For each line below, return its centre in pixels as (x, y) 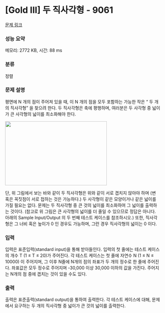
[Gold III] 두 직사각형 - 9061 (59, 10)
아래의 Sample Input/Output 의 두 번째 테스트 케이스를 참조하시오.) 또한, (75, 217)
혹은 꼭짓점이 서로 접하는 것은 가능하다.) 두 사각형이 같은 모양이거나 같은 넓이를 (81, 199)
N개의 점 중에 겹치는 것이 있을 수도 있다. (49, 274)
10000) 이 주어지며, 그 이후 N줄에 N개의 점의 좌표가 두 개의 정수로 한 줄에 (76, 262)
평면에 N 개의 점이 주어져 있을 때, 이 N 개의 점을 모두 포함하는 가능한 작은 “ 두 (79, 102)
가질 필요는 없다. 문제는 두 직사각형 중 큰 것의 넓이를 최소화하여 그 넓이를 (75, 205)
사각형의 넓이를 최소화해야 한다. (46, 114)
